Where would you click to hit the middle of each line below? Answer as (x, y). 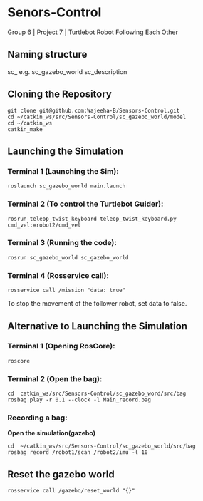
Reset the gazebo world (61, 474)
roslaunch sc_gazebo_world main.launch (67, 186)
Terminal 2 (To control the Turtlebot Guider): (85, 204)
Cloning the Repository (59, 94)
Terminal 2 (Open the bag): (55, 378)
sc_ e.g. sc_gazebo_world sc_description (67, 71)
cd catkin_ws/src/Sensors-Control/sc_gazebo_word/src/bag (97, 394)
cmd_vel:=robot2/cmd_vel (44, 225)
